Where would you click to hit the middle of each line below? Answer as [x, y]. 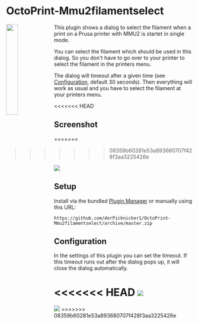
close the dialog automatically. [91, 268]
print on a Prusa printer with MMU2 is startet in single [119, 33]
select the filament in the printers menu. [103, 64]
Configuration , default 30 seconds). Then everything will [123, 82]
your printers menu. [78, 94]
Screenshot [76, 125]
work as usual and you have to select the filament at [118, 88]
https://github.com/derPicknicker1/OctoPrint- [112, 218]
